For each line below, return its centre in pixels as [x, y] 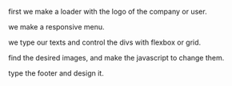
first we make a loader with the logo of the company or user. [108, 12]
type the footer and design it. [56, 73]
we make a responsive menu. [57, 27]
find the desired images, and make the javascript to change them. [116, 58]
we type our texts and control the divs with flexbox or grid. [105, 42]
